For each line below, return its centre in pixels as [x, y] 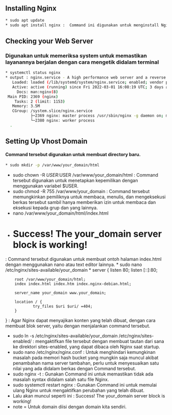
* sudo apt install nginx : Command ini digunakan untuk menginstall [82, 25]
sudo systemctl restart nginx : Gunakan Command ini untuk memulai [85, 385]
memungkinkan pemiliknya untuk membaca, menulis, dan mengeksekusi [89, 197]
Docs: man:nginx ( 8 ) [37, 92]
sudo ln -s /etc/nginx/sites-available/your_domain [65, 336]
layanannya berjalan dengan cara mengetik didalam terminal [82, 62]
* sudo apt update [25, 20]
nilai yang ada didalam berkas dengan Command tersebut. [74, 369]
